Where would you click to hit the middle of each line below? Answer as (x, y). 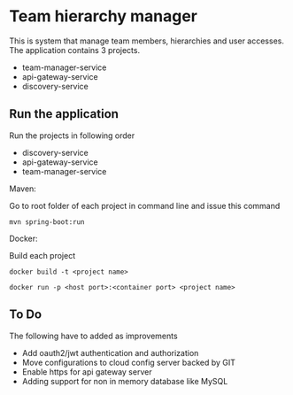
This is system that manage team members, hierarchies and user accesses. (147, 41)
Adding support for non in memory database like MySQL (125, 381)
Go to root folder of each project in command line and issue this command (145, 205)
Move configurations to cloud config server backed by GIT (129, 362)
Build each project (42, 255)
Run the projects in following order (72, 136)
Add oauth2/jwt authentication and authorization (110, 352)
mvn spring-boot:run (47, 222)
